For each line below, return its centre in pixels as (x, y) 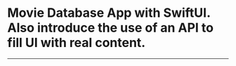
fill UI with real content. (77, 43)
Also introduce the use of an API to (111, 28)
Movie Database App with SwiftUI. (109, 13)
